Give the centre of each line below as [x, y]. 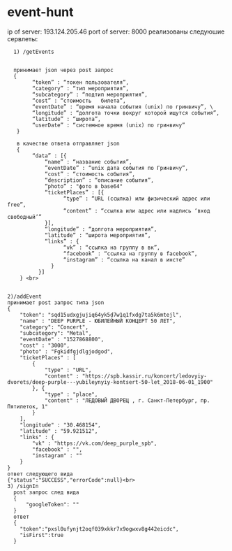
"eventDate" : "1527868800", [62, 339]
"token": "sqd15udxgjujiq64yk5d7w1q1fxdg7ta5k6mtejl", [101, 315]
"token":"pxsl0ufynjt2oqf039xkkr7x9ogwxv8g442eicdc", [99, 529]
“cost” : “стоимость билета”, [79, 101]
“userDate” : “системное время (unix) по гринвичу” [109, 125]
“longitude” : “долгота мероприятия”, [101, 229]
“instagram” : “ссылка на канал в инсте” [124, 259]
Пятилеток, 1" [28, 406]
